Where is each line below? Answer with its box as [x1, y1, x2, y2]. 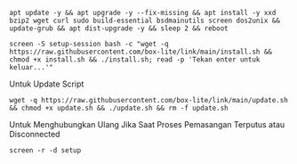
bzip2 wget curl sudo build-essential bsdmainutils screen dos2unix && [9, 16, 280, 25]
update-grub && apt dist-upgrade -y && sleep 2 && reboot [9, 24, 229, 33]
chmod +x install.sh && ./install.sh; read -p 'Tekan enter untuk [9, 55, 261, 64]
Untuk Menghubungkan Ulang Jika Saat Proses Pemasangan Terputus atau [9, 119, 285, 129]
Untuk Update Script [9, 78, 84, 89]
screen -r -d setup [9, 146, 82, 155]
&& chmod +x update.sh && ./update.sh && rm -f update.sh [9, 103, 229, 112]
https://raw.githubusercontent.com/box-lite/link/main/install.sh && [9, 47, 273, 56]
